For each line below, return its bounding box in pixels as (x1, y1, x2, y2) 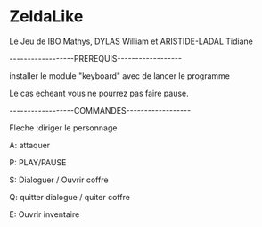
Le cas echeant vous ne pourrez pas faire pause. (9, 88, 189, 98)
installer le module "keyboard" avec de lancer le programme (9, 70, 230, 81)
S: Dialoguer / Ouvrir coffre (9, 174, 109, 185)
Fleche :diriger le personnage (9, 122, 118, 133)
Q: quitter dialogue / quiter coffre (9, 191, 131, 202)
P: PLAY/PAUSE (9, 156, 67, 167)
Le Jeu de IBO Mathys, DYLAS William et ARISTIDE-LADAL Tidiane (9, 36, 254, 46)
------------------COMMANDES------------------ (9, 105, 192, 115)
